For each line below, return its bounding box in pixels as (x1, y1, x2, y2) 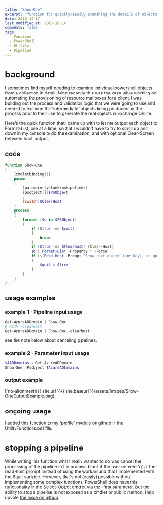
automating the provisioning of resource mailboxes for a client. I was (5, 95, 142, 101)
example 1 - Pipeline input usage (5, 309, 83, 316)
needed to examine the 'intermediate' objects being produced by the (5, 106, 142, 112)
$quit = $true (39, 262, 68, 267)
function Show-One (5, 163, 42, 168)
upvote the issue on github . (5, 495, 60, 501)
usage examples (5, 294, 56, 302)
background (5, 69, 55, 80)
